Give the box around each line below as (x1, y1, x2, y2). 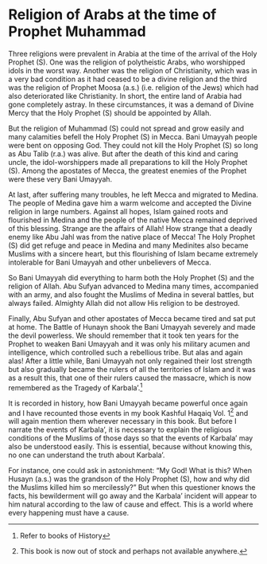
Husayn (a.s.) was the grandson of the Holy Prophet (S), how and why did (8, 474, 250, 484)
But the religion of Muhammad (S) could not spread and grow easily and (8, 123, 245, 133)
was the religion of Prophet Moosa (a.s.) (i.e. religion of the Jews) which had (8, 82, 259, 92)
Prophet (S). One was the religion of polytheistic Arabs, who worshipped (8, 57, 246, 67)
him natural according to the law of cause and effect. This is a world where (8, 499, 253, 509)
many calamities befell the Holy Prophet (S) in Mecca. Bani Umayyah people (8, 131, 258, 141)
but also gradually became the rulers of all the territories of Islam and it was (8, 364, 256, 374)
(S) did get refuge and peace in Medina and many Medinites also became (8, 241, 249, 250)
